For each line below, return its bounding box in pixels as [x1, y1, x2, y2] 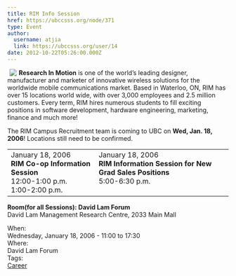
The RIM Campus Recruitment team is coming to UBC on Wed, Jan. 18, [7, 127, 213, 135]
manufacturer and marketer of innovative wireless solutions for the [7, 76, 200, 84]
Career [7, 261, 27, 270]
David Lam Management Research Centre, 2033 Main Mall [7, 210, 177, 219]
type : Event [7, 23, 42, 30]
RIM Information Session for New [98, 158, 212, 168]
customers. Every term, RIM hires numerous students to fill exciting [7, 98, 202, 106]
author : [7, 29, 30, 37]
